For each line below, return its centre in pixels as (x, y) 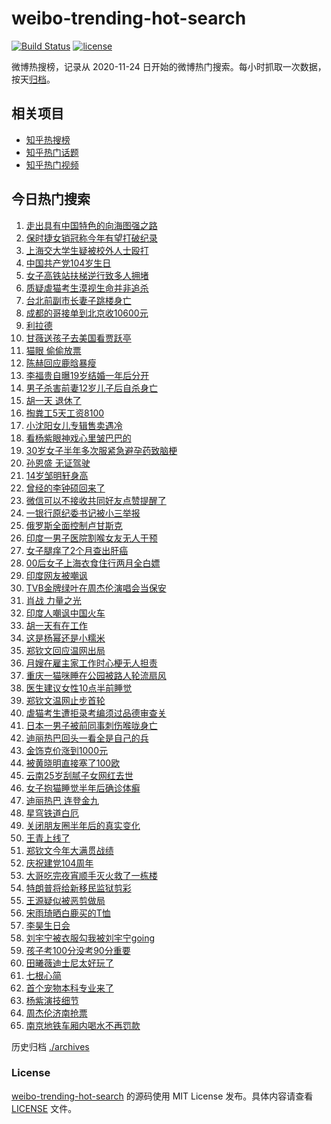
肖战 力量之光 (53, 600)
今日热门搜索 (51, 199)
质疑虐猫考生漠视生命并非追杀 (87, 288)
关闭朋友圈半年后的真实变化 (83, 825)
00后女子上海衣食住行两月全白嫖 (93, 563)
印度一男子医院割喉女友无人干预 (91, 538)
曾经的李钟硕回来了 (65, 488)
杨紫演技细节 (52, 1000)
